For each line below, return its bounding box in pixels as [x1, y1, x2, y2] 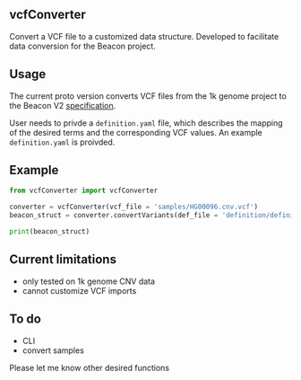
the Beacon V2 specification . [9, 100, 116, 110]
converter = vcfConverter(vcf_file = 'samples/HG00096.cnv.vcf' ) [9, 202, 258, 212]
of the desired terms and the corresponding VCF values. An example [9, 127, 262, 137]
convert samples [21, 345, 85, 356]
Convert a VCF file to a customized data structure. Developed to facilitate [9, 31, 279, 41]
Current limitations [9, 252, 116, 268]
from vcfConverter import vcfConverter [9, 186, 159, 196]
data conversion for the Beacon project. [9, 40, 157, 51]
